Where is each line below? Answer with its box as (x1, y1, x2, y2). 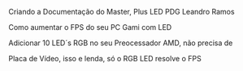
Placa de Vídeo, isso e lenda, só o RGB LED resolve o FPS (8, 54, 202, 63)
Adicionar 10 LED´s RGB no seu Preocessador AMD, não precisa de (8, 38, 233, 48)
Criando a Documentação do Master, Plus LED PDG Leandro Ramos (8, 7, 235, 16)
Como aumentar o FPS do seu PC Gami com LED (8, 23, 172, 31)
